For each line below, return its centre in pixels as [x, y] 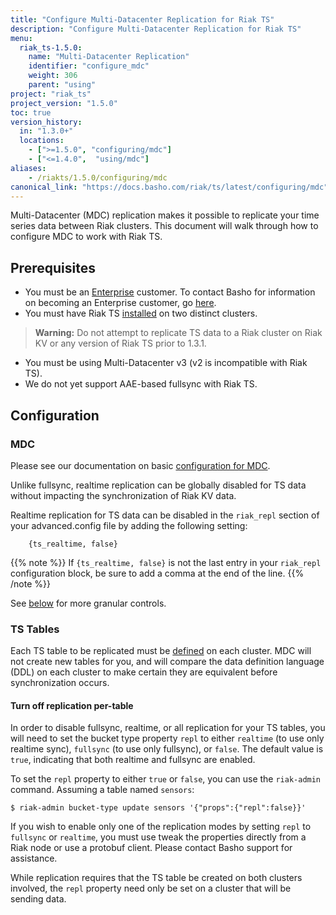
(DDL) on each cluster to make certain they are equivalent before [144, 672]
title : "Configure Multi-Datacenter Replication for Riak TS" [142, 19]
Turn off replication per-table [72, 705]
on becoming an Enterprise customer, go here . [120, 303]
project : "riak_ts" [51, 94]
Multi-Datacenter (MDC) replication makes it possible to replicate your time [165, 215]
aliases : [28, 168]
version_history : [46, 122]
